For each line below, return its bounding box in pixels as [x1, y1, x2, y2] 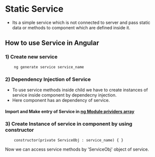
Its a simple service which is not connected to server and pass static [12, 20, 151, 25]
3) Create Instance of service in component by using [5, 120, 133, 127]
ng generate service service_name [14, 64, 84, 69]
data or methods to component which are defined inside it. [12, 24, 131, 30]
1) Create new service [5, 54, 58, 60]
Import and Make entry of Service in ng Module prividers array [5, 108, 134, 114]
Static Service [5, 3, 64, 15]
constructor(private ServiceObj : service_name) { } [14, 137, 124, 142]
